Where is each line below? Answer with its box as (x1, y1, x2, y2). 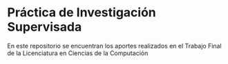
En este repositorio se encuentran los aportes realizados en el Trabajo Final (7, 42, 222, 50)
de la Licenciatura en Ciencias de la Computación (7, 49, 149, 57)
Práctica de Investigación (7, 5, 157, 20)
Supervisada (7, 19, 82, 35)
